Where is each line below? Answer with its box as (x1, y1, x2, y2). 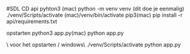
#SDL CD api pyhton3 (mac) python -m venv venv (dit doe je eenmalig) (6, 5, 185, 12)
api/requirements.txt (6, 18, 58, 25)
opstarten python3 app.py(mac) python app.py (6, 29, 124, 37)
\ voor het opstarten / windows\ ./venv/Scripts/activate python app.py (6, 41, 181, 48)
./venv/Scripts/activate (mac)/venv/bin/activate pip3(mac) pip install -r (6, 11, 183, 19)
